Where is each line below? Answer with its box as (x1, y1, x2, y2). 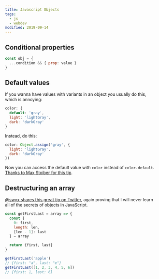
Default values (5, 78, 50, 87)
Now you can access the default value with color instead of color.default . (5, 165, 155, 171)
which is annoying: (5, 97, 43, 103)
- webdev (9, 20, 27, 26)
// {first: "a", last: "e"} (5, 261, 62, 265)
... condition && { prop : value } (9, 60, 77, 66)
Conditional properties (5, 43, 75, 52)
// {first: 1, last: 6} (5, 269, 53, 275)
